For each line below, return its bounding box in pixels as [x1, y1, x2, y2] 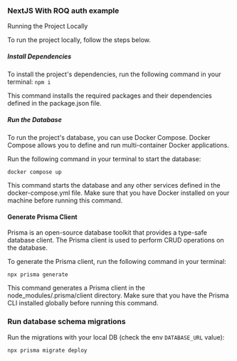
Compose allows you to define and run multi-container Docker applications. [7, 141, 229, 150]
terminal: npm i [7, 78, 51, 86]
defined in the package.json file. [7, 99, 102, 108]
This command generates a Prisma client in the [7, 284, 146, 293]
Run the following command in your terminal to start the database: [7, 155, 201, 163]
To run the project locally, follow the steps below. [7, 36, 151, 44]
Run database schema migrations [7, 317, 126, 327]
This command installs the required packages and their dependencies [7, 91, 212, 100]
